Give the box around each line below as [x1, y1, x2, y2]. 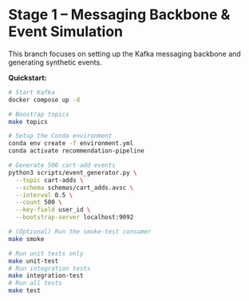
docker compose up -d [8, 96, 81, 104]
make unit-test [8, 257, 59, 265]
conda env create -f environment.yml [8, 140, 134, 148]
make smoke [8, 235, 45, 243]
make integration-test [8, 271, 84, 280]
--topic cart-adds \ [15, 176, 84, 184]
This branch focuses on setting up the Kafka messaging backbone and [8, 49, 241, 58]
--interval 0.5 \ [15, 191, 73, 199]
